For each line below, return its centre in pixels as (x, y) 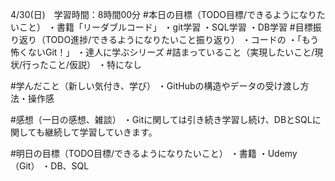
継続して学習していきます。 (101, 132)
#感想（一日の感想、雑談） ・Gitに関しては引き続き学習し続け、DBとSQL (161, 119)
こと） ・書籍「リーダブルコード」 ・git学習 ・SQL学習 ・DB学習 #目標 (165, 27)
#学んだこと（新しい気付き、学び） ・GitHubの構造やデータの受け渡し (155, 86)
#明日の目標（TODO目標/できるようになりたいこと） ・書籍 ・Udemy (154, 153)
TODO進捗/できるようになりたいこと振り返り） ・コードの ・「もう (182, 39)
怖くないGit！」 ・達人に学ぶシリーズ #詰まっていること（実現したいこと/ (162, 52)
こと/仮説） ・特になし (95, 64)
